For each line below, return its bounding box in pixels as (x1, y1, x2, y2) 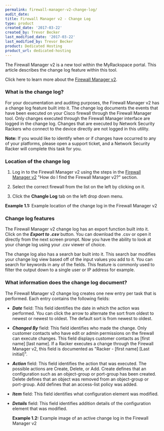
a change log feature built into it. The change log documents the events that (5, 105, 158, 111)
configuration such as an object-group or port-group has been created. (12, 371, 157, 377)
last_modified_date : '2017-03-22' (5, 35, 76, 40)
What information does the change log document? (5, 279, 127, 286)
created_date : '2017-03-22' (5, 25, 63, 30)
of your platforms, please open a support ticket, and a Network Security (5, 140, 150, 146)
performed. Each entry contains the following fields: (5, 295, 110, 302)
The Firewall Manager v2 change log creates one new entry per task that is (5, 290, 157, 296)
